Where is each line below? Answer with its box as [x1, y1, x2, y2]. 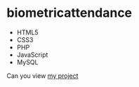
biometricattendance [6, 5, 133, 21]
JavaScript [16, 51, 48, 59]
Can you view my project [6, 72, 79, 80]
